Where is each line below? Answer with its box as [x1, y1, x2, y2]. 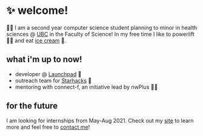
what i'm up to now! [6, 54, 82, 65]
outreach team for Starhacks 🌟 [15, 77, 92, 84]
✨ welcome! [6, 4, 68, 18]
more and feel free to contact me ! [6, 123, 90, 131]
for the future [6, 101, 58, 111]
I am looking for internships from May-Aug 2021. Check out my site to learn [6, 117, 194, 124]
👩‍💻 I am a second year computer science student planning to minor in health [6, 24, 198, 31]
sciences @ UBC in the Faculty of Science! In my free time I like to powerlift [6, 30, 195, 37]
